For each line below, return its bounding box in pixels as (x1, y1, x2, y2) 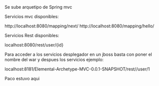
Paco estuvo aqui (4, 76, 40, 81)
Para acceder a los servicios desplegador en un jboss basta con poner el (4, 51, 153, 57)
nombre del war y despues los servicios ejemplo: (4, 57, 104, 63)
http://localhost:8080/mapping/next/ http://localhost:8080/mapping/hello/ (4, 23, 155, 29)
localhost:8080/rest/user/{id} (4, 42, 64, 48)
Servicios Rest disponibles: (4, 33, 59, 38)
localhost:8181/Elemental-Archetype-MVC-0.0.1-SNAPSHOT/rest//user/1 (4, 66, 150, 72)
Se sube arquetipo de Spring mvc (4, 4, 72, 10)
